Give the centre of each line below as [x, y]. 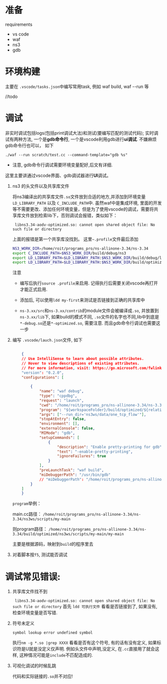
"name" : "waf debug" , [61, 391]
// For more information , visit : [56, 368]
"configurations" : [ [43, 377]
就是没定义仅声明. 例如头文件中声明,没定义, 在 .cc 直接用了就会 [92, 649]
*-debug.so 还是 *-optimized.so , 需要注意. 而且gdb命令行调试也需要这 [90, 323]
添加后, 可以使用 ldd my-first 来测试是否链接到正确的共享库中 [82, 300]
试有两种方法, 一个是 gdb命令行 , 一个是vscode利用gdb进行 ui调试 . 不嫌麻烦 [81, 139]
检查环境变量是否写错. [35, 613]
